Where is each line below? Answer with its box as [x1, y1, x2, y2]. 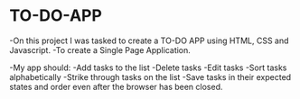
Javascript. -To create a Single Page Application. [9, 44, 192, 55]
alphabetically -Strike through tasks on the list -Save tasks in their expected [9, 71, 292, 82]
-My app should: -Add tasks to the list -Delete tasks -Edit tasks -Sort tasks [9, 62, 287, 73]
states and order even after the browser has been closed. [9, 81, 223, 92]
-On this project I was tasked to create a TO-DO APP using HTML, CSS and [9, 35, 289, 46]
